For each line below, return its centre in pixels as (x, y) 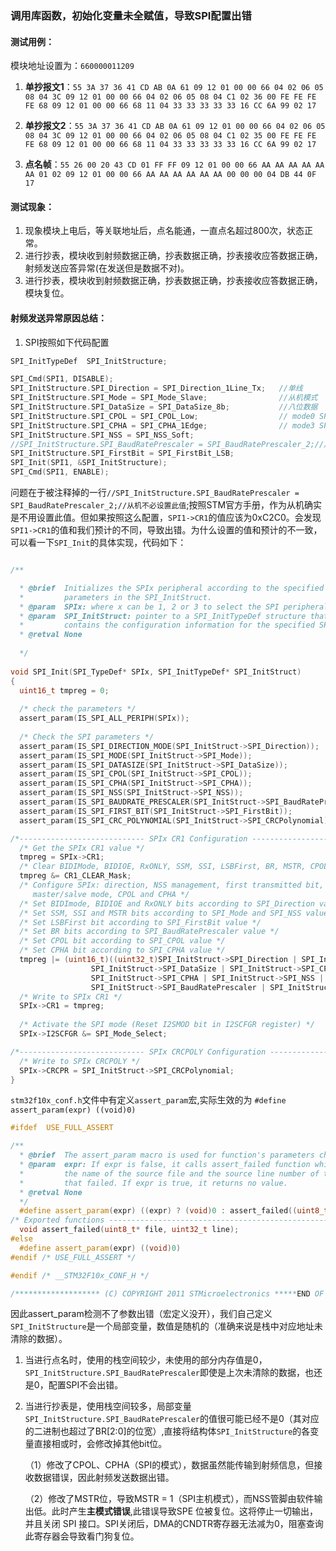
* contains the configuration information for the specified (167, 625)
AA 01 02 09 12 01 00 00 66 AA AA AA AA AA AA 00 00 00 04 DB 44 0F (170, 175)
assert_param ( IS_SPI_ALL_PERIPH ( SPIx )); (104, 718)
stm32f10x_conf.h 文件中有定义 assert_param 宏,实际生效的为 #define (148, 1100)
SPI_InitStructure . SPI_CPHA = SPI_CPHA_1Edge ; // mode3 (162, 425)
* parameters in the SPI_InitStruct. (116, 597)
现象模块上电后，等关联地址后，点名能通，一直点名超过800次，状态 (164, 231)
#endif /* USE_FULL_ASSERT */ (73, 1257)
